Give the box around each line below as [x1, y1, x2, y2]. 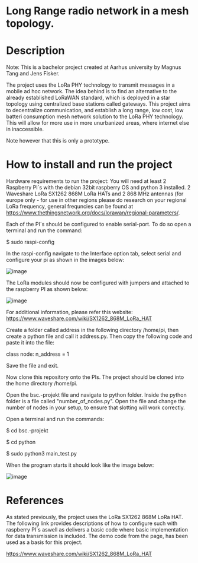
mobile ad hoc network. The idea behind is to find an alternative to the [6, 88, 177, 95]
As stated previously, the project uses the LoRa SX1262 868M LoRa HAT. [6, 514, 183, 520]
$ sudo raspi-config [6, 239, 55, 246]
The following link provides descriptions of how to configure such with [6, 520, 178, 527]
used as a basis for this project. [6, 539, 83, 546]
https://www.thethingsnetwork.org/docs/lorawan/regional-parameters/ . [6, 209, 180, 216]
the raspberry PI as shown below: [6, 286, 88, 293]
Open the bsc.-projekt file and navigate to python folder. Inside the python [6, 391, 187, 398]
